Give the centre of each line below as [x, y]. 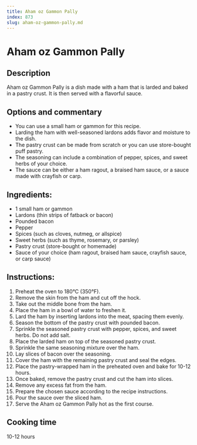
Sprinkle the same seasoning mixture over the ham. [77, 347]
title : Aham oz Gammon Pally [42, 11]
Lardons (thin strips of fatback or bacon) [64, 215]
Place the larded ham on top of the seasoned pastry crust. [86, 341]
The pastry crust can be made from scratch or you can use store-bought [103, 145]
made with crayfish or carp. [49, 176]
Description [28, 73]
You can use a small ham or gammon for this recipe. [78, 126]
